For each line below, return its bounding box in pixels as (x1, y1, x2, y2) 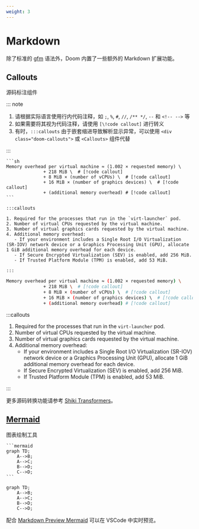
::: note (6, 100, 24, 108)
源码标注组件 (6, 89, 37, 96)
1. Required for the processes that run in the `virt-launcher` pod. (6, 216, 182, 222)
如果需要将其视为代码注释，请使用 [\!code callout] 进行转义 (14, 120, 165, 128)
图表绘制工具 (6, 431, 37, 438)
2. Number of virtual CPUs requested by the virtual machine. (6, 221, 163, 227)
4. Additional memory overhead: (6, 231, 86, 238)
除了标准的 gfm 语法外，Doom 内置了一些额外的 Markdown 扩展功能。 (6, 55, 178, 62)
